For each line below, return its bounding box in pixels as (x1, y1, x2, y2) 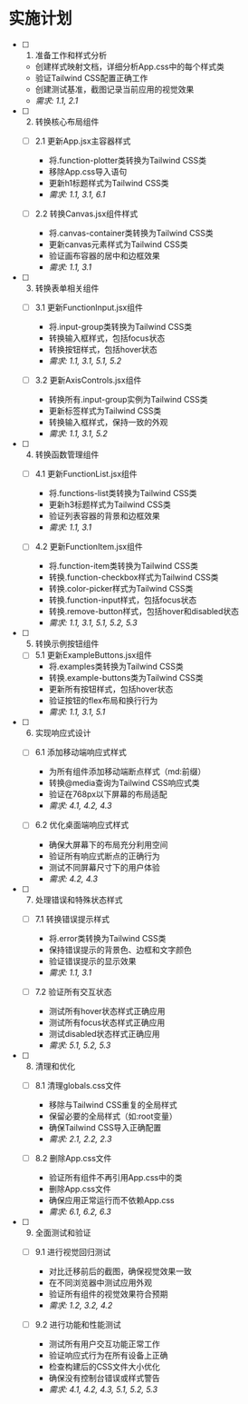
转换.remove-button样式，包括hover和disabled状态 (48, 606, 240, 617)
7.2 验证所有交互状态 (34, 986, 112, 997)
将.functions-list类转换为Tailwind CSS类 (48, 488, 197, 499)
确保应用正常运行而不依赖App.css (48, 1194, 176, 1205)
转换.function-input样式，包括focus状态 (48, 594, 197, 605)
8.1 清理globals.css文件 (34, 1080, 121, 1090)
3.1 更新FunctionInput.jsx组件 (34, 302, 144, 314)
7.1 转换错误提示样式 (34, 913, 110, 924)
